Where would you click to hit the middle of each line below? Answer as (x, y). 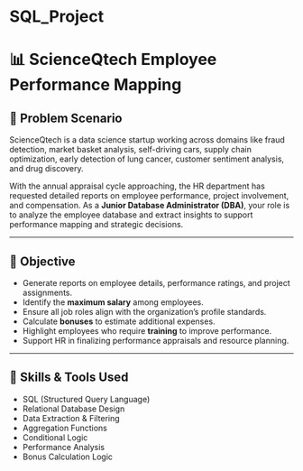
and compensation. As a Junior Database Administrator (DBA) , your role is (150, 206)
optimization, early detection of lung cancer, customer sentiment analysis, (147, 159)
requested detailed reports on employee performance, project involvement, (149, 196)
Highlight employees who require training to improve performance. (147, 331)
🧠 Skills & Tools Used (69, 378)
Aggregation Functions (65, 428)
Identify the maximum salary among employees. (113, 302)
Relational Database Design (73, 409)
